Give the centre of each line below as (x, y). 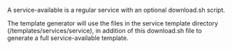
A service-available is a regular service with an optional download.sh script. (116, 10)
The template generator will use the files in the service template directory (113, 23)
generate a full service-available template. (68, 38)
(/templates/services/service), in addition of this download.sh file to (105, 31)
